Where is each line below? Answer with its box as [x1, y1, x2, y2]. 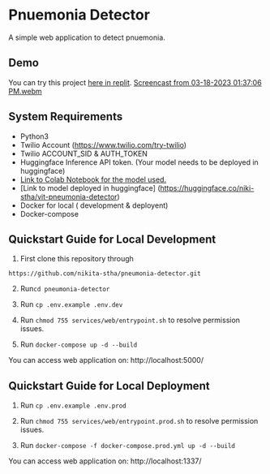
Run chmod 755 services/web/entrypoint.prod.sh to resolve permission [19, 416, 259, 426]
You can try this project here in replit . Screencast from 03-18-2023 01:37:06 [8, 77, 262, 87]
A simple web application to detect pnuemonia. [8, 32, 166, 42]
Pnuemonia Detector [8, 6, 150, 24]
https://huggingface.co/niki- [160, 183, 255, 192]
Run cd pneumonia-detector [19, 284, 110, 294]
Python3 [19, 131, 49, 141]
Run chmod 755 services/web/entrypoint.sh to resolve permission [19, 315, 241, 325]
